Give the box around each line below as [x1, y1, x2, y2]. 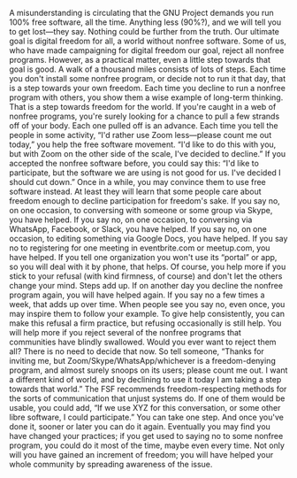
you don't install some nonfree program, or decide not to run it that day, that [9, 73, 286, 83]
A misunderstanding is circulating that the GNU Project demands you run [9, 8, 274, 18]
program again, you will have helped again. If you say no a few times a [9, 289, 265, 300]
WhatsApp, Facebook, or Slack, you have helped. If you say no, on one [9, 224, 267, 234]
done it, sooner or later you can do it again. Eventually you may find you [9, 421, 271, 432]
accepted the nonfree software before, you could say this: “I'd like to [9, 158, 259, 168]
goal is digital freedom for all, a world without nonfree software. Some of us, [9, 35, 287, 46]
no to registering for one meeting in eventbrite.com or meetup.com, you [9, 243, 270, 253]
